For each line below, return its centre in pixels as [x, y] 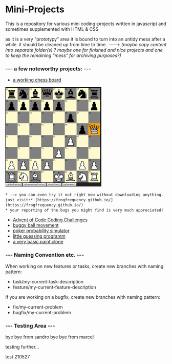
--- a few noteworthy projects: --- [48, 69]
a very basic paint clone [38, 242]
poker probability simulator [41, 231]
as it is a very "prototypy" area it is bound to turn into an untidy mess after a [85, 39]
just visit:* [19, 200]
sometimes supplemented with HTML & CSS [52, 29]
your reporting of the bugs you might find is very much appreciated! [87, 210]
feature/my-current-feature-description [54, 287]
